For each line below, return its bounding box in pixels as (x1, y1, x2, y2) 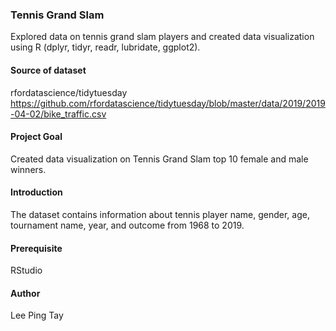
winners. (10, 163, 47, 175)
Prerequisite (10, 242, 63, 254)
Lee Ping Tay (10, 309, 64, 322)
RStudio (10, 264, 43, 277)
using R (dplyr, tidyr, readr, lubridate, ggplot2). (10, 41, 201, 53)
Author (10, 287, 41, 299)
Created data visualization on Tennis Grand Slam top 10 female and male (10, 153, 309, 165)
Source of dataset (10, 64, 87, 76)
